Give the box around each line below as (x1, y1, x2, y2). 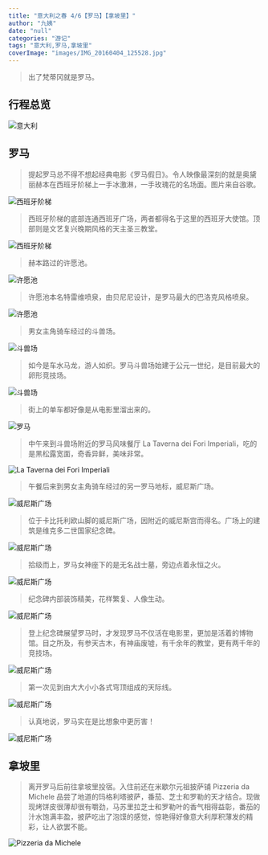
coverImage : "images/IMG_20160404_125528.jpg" (8, 49, 167, 57)
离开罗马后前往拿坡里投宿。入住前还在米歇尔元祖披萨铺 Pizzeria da (27, 782, 250, 792)
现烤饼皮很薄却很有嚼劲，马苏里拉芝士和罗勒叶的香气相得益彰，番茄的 (27, 802, 261, 812)
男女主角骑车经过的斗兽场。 (27, 326, 120, 336)
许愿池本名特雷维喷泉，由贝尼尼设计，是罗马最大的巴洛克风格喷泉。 (27, 292, 254, 301)
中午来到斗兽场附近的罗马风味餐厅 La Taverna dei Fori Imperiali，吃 (27, 439, 250, 448)
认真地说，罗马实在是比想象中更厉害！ (27, 716, 155, 726)
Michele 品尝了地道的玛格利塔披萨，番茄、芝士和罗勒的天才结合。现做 (27, 792, 261, 802)
